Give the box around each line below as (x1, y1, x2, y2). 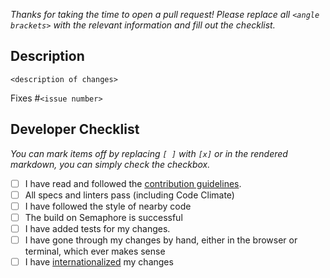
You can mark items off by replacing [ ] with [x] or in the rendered (10, 147, 288, 159)
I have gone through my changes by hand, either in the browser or (24, 234, 298, 246)
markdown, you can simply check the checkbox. (10, 158, 211, 170)
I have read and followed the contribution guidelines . (24, 177, 242, 189)
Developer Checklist (10, 121, 140, 138)
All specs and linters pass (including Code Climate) (24, 189, 235, 201)
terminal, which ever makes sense (24, 245, 166, 257)
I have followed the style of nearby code (24, 200, 192, 212)
